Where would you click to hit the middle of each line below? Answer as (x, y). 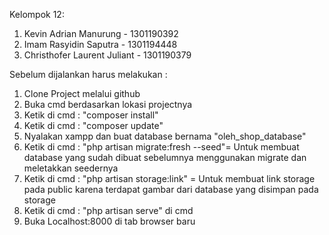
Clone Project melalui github (82, 93)
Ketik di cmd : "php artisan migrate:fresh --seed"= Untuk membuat (161, 147)
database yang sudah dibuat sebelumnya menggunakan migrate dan (165, 157)
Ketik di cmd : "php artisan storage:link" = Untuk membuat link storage (169, 178)
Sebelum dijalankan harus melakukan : (88, 74)
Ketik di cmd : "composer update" (93, 125)
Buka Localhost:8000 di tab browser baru (109, 221)
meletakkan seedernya (71, 168)
